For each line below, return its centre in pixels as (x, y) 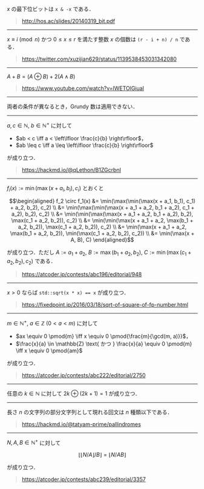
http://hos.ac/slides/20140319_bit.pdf (68, 21)
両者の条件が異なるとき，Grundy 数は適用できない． (73, 106)
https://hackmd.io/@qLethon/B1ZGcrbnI (71, 169)
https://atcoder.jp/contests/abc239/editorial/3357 (84, 479)
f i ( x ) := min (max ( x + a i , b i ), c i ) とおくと (55, 189)
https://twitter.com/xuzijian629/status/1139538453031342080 (99, 59)
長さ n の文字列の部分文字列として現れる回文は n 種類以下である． (90, 412)
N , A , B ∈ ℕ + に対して (34, 442)
